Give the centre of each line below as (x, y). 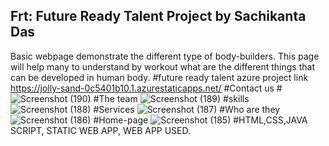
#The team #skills (171, 98)
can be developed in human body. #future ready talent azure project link (159, 77)
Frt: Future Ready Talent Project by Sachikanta (158, 16)
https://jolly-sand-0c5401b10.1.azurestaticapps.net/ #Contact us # (146, 88)
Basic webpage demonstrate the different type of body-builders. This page (165, 56)
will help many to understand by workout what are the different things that (162, 66)
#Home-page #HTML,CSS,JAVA (200, 120)
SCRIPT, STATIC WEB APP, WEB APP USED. (101, 130)
